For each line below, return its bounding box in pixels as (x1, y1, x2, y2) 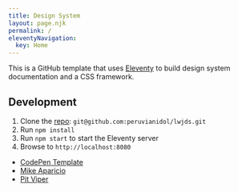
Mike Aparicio (19, 166, 67, 175)
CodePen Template (19, 157, 84, 166)
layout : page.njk (8, 19, 67, 27)
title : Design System (8, 11, 81, 20)
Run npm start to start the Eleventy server (19, 133, 159, 142)
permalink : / (8, 26, 52, 34)
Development (8, 95, 78, 109)
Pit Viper (19, 174, 49, 184)
